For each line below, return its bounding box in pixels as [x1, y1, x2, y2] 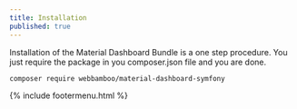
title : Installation [9, 13, 88, 23]
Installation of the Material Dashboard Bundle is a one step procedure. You [9, 46, 288, 57]
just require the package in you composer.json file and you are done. [9, 56, 267, 67]
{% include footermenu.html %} [9, 90, 129, 101]
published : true [9, 22, 71, 31]
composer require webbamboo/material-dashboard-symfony [9, 74, 225, 83]
